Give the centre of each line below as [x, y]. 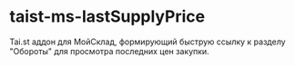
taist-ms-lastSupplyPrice [107, 17]
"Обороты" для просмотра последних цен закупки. [109, 51]
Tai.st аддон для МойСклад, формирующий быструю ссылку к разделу [147, 42]
